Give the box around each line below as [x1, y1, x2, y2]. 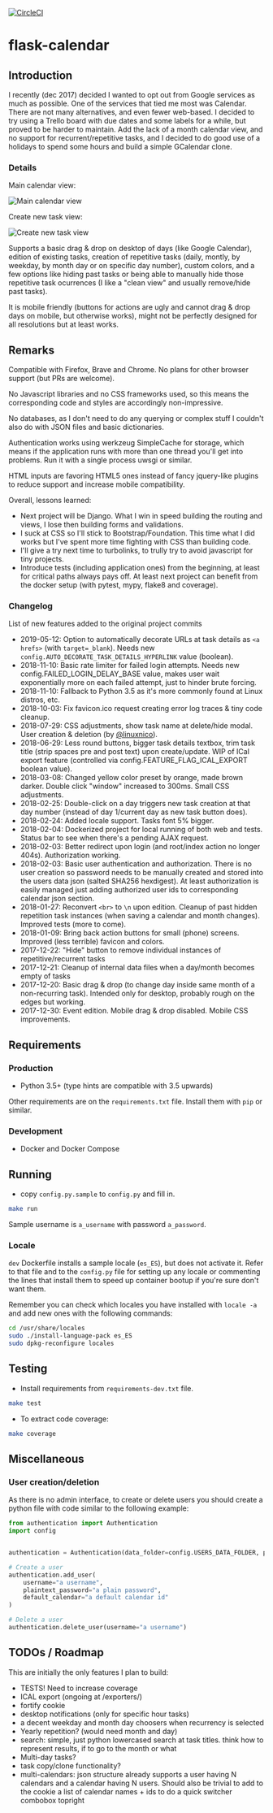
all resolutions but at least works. [8, 319, 119, 329]
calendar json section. [19, 894, 95, 904]
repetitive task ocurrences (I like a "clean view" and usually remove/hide [8, 278, 251, 288]
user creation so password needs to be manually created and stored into [19, 868, 264, 878]
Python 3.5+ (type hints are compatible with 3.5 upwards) [19, 1081, 214, 1091]
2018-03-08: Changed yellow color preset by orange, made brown [19, 773, 244, 783]
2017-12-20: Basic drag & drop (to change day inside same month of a [19, 980, 256, 990]
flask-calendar [8, 37, 110, 54]
